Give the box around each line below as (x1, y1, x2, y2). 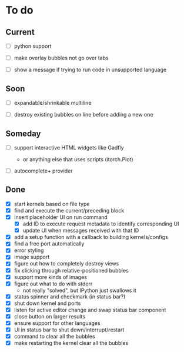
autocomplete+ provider (14, 167, 73, 174)
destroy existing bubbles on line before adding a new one (14, 111, 153, 118)
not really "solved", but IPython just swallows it (22, 287, 136, 294)
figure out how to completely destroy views (14, 260, 119, 267)
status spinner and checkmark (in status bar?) (14, 293, 126, 300)
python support (14, 42, 52, 49)
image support (14, 254, 50, 261)
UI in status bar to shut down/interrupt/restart (14, 326, 125, 333)
